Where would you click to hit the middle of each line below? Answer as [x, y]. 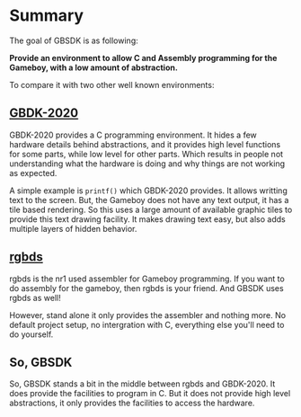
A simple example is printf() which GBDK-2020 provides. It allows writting [148, 191]
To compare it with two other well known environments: [112, 84]
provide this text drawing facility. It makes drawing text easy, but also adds [147, 219]
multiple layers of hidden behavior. [73, 228]
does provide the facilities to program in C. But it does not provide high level [150, 394]
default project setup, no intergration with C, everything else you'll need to [147, 324]
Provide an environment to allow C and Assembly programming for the [143, 58]
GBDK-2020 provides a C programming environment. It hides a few [133, 135]
